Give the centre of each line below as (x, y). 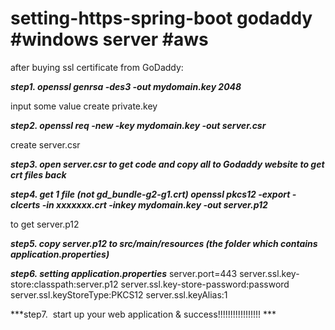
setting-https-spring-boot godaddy (161, 18)
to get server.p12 (45, 224)
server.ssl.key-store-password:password (205, 284)
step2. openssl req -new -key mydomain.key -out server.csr (138, 125)
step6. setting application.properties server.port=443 (124, 273)
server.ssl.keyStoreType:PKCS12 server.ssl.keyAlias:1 (119, 294)
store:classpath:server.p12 (64, 284)
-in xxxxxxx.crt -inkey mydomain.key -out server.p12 (154, 204)
